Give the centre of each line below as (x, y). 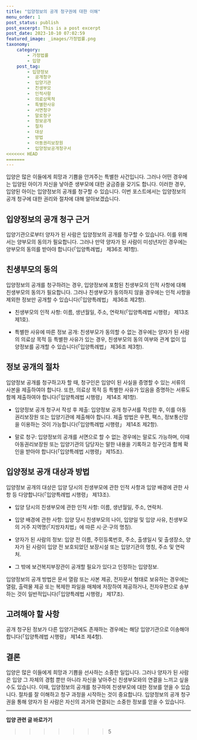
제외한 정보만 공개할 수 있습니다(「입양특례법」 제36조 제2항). (76, 299)
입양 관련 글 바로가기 (29, 720)
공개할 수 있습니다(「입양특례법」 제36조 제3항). (89, 346)
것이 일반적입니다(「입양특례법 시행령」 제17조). (71, 594)
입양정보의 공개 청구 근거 (48, 219)
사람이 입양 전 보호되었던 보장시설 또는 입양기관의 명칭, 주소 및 (103, 547)
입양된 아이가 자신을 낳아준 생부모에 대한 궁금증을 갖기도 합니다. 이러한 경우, (99, 184)
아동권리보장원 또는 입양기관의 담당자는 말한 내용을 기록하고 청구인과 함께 (98, 444)
